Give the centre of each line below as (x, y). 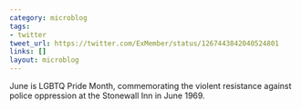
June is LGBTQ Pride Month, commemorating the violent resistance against (150, 86)
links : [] (28, 52)
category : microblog (49, 18)
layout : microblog (44, 60)
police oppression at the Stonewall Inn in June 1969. (107, 95)
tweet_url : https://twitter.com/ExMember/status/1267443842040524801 (145, 43)
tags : (20, 26)
